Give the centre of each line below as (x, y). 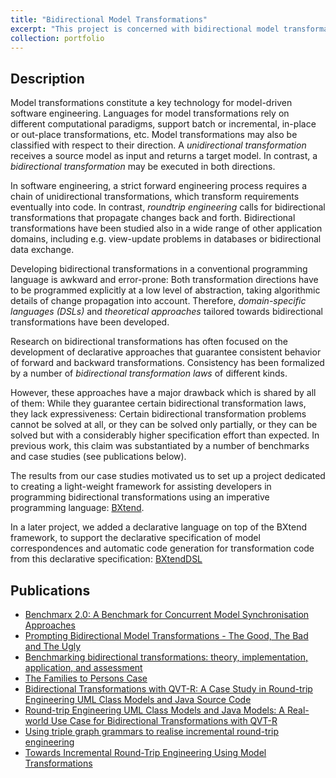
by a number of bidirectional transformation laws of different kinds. (149, 373)
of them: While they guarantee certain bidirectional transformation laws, (158, 403)
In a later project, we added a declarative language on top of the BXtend (159, 527)
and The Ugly (53, 646)
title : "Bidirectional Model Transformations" (109, 19)
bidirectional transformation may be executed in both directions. (143, 167)
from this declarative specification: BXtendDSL (106, 559)
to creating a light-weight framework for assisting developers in (141, 487)
